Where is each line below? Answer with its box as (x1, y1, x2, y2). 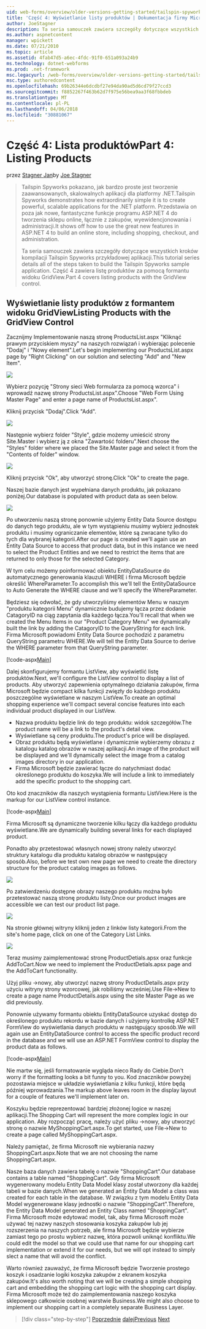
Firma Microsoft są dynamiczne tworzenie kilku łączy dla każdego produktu (6, 820, 197, 827)
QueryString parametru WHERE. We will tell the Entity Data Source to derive (6, 638, 196, 645)
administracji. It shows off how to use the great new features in (21, 222, 179, 230)
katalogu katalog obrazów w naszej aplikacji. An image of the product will (15, 745, 200, 753)
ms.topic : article (6, 49, 53, 55)
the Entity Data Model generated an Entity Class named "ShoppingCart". (6, 1207, 189, 1214)
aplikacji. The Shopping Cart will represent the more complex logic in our (6, 1112, 189, 1119)
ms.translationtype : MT (6, 95, 67, 101)
